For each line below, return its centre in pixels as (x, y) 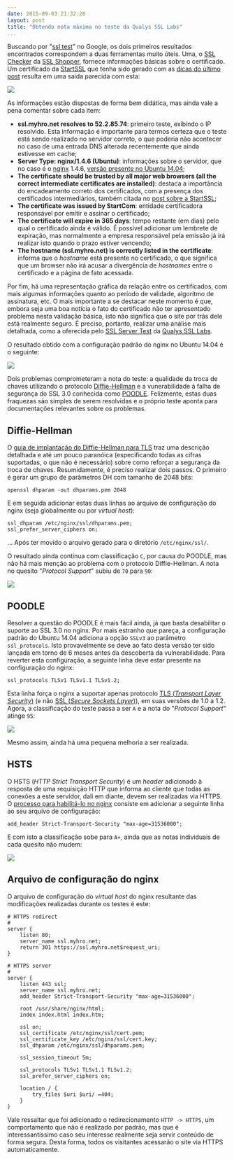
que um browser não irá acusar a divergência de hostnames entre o (115, 265)
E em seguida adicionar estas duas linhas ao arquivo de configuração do (112, 503)
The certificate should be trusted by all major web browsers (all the (117, 176)
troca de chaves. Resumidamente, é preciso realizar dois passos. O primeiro (117, 470)
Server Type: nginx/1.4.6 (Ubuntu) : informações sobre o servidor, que (119, 161)
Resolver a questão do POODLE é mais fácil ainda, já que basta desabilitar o (116, 623)
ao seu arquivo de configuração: (54, 811)
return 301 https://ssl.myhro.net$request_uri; (90, 947)
